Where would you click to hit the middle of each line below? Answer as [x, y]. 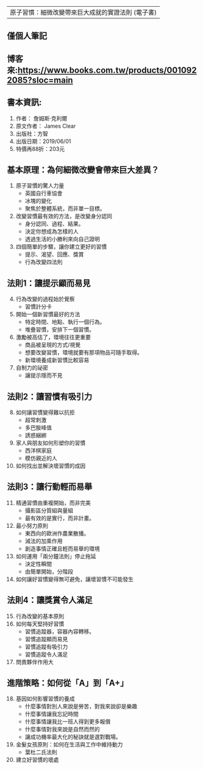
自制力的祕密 [32, 368]
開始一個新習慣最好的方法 [48, 315]
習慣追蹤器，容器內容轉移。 [60, 631]
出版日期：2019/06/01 [43, 141]
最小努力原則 [32, 525]
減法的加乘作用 [44, 541]
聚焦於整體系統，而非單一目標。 [65, 209]
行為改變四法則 [44, 262]
